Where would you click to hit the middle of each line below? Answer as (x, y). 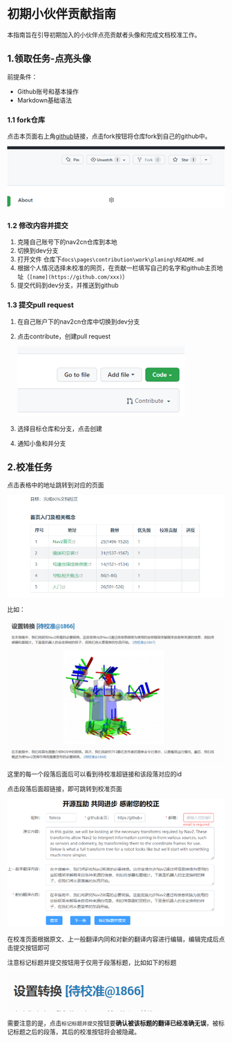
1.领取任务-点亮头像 (49, 59)
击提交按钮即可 (28, 948)
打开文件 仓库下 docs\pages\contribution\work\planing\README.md (110, 259)
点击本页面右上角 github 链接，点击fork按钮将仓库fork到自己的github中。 (109, 137)
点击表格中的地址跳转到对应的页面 (56, 485)
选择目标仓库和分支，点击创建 (59, 428)
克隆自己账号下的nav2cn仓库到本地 (67, 242)
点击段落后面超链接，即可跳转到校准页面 (65, 789)
